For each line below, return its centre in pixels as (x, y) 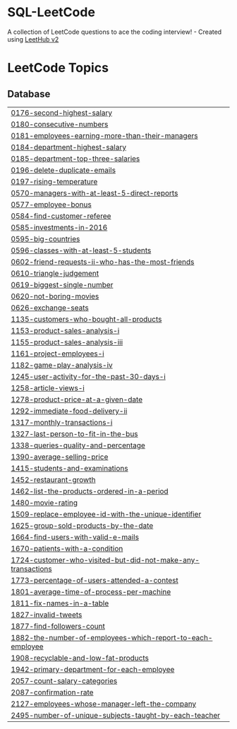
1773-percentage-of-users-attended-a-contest (95, 580)
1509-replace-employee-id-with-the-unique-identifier (106, 514)
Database (29, 94)
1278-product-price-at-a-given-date (77, 399)
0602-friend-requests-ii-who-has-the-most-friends (103, 262)
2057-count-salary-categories (64, 680)
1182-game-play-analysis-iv (62, 365)
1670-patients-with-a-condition (67, 548)
